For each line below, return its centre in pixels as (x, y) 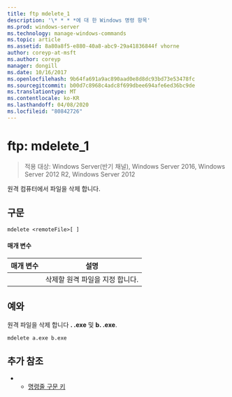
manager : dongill (32, 66)
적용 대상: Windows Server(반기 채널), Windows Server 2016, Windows (125, 166)
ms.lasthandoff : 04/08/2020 (48, 105)
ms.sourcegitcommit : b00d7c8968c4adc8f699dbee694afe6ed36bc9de (101, 85)
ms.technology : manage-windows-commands (67, 33)
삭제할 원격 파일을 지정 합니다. (92, 279)
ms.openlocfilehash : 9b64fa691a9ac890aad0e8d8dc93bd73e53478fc (101, 79)
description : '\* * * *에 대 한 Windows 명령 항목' (79, 20)
